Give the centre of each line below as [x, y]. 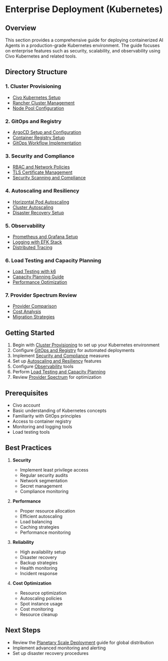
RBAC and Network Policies [41, 167]
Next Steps [23, 630]
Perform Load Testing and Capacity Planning [59, 372]
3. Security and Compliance [40, 156]
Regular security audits [44, 475]
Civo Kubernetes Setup [36, 97]
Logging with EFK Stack [37, 242]
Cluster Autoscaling [33, 207]
